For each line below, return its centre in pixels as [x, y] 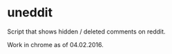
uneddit [30, 13]
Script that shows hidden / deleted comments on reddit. [86, 31]
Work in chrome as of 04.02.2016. [55, 44]
